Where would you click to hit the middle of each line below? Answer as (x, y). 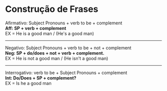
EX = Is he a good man (28, 83)
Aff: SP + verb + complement (36, 28)
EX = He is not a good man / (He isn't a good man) (57, 58)
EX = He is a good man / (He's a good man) (50, 33)
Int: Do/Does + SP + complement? (41, 78)
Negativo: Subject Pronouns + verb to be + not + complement (68, 48)
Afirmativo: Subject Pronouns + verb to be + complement (64, 23)
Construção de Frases (52, 9)
